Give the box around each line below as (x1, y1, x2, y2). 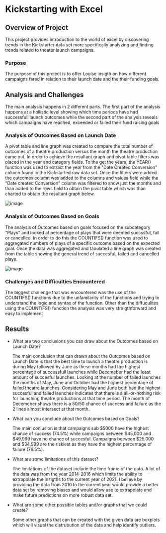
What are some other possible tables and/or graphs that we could (12, 502, 147, 508)
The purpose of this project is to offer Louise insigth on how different (5, 71, 147, 77)
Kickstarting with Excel (5, 3, 103, 15)
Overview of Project (5, 23, 69, 32)
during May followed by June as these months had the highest (12, 363, 141, 369)
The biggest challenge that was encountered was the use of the (5, 290, 136, 295)
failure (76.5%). (12, 446, 44, 452)
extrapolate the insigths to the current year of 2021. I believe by (12, 476, 143, 482)
